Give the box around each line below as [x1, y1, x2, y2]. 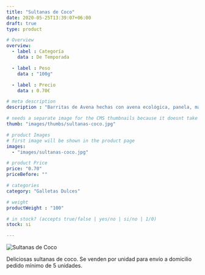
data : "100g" [17, 71, 53, 77]
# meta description [6, 98, 56, 105]
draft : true [6, 20, 37, 26]
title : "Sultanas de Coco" [6, 9, 75, 15]
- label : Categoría [12, 48, 64, 55]
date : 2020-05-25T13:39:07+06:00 [6, 15, 92, 21]
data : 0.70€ [17, 87, 51, 94]
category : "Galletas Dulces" [6, 188, 81, 194]
